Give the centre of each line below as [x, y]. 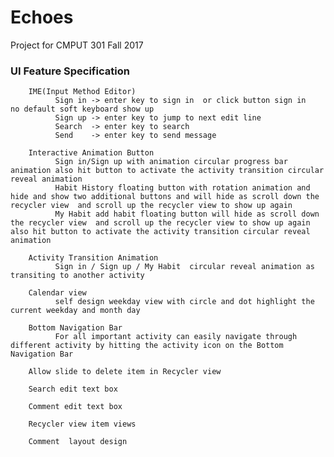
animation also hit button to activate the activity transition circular [167, 171]
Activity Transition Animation [93, 258]
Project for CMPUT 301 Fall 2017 [77, 45]
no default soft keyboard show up [82, 109]
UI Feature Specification [70, 71]
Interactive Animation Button [91, 153]
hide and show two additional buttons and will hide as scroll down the [165, 197]
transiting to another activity [77, 276]
